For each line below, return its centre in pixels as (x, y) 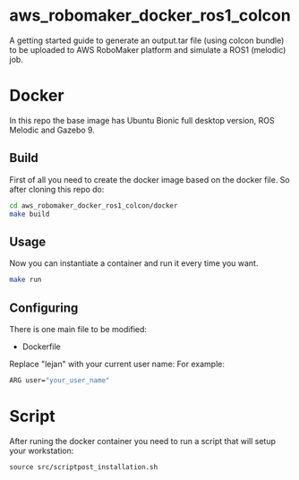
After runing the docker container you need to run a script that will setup (142, 441)
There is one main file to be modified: (78, 329)
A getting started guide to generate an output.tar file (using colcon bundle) (147, 40)
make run (26, 280)
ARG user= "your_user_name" (60, 380)
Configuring (44, 308)
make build (30, 214)
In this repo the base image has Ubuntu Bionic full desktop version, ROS (142, 120)
